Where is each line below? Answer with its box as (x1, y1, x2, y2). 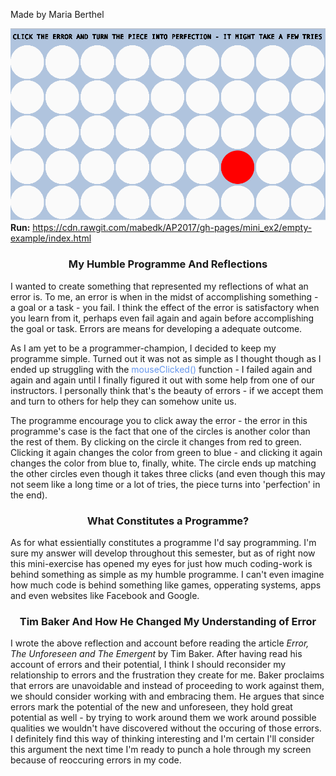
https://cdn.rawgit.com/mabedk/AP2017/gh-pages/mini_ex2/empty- (32, 222, 313, 234)
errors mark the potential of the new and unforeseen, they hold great (10, 701, 293, 713)
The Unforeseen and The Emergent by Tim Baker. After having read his (10, 648, 303, 660)
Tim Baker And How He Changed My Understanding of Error (19, 614, 317, 628)
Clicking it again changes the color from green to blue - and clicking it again (10, 446, 323, 458)
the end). (10, 489, 48, 501)
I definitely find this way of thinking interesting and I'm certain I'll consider (10, 733, 315, 745)
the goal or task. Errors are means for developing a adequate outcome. (10, 322, 303, 334)
